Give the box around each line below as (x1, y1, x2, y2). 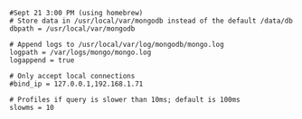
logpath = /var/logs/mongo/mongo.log (9, 48, 152, 57)
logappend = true (9, 56, 75, 65)
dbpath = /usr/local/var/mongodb (9, 24, 136, 33)
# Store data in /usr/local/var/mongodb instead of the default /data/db (9, 16, 294, 25)
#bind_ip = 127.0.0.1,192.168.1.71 (9, 79, 144, 88)
